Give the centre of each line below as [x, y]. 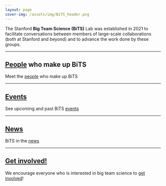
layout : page [19, 10]
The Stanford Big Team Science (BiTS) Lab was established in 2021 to [77, 28]
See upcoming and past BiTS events [42, 109]
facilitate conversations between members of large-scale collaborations [78, 34]
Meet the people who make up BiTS [41, 76]
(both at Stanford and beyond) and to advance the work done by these [77, 39]
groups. [13, 44]
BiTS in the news [22, 141]
